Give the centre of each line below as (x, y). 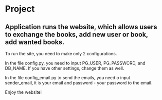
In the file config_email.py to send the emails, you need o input (68, 78)
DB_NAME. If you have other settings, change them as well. (64, 68)
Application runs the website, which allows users (81, 27)
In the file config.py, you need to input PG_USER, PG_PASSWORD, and (75, 63)
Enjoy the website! (24, 92)
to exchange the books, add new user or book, (77, 34)
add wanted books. (35, 42)
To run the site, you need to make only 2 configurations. (61, 54)
